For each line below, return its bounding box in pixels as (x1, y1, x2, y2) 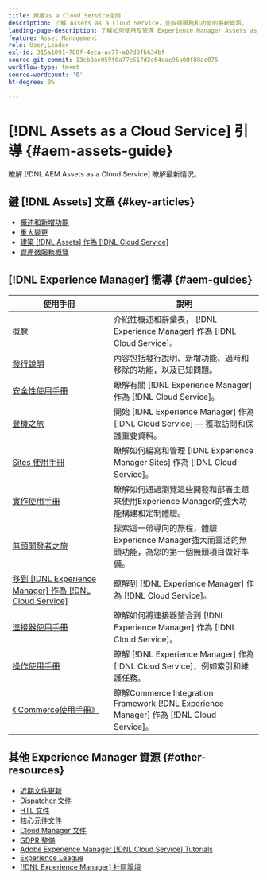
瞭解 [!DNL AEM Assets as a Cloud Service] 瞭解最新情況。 (8, 169, 201, 179)
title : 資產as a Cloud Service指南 (8, 11, 122, 20)
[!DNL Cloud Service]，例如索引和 (114, 661, 242, 672)
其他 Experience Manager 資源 (8, 750, 161, 764)
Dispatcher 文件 (19, 796, 72, 805)
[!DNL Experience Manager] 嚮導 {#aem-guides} (8, 273, 253, 286)
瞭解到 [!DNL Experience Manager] (114, 578, 245, 589)
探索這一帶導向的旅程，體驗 (114, 522, 218, 533)
